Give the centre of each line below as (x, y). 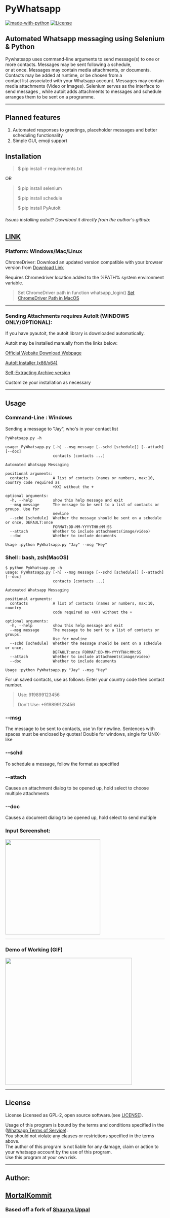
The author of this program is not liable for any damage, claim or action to (82, 1146)
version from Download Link (35, 268)
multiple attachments (27, 794)
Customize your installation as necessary (48, 383)
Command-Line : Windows (39, 418)
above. (12, 1141)
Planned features (33, 118)
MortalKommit (28, 1195)
